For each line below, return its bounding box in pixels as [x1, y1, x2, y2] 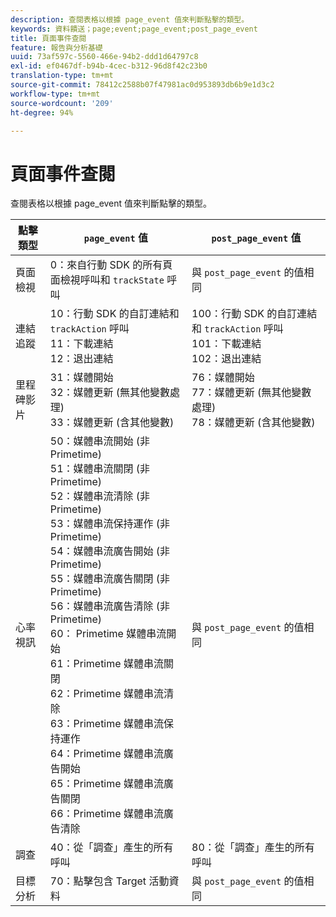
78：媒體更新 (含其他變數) [191, 416, 316, 430]
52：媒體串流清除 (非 [49, 489, 151, 503]
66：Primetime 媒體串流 [49, 807, 164, 821]
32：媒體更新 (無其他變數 [49, 386, 171, 400]
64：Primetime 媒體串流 [49, 747, 164, 761]
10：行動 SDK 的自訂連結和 [49, 307, 180, 321]
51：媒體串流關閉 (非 [49, 462, 151, 476]
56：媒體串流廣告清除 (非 [49, 599, 171, 613]
